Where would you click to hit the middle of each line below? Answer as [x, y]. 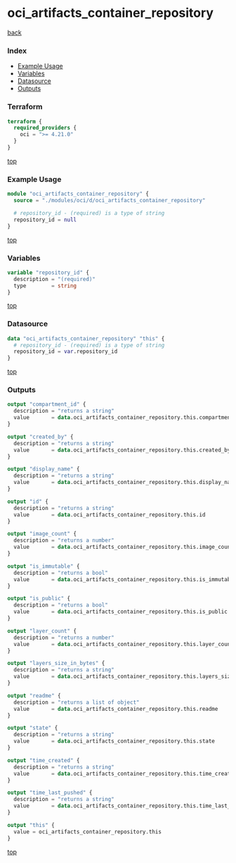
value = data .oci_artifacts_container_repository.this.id [110, 515]
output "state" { [33, 728]
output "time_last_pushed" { [50, 793]
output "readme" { [34, 695]
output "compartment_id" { [47, 404]
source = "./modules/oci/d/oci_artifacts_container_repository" [110, 201]
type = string [45, 286]
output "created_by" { [40, 437]
